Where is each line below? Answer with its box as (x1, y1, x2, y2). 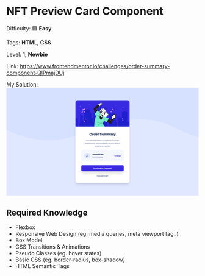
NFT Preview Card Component (6, 4, 164, 18)
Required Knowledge (6, 207, 88, 218)
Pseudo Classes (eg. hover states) (15, 250, 102, 257)
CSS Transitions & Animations (15, 243, 90, 250)
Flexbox (15, 224, 35, 231)
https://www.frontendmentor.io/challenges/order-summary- (20, 62, 170, 69)
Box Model (15, 236, 43, 244)
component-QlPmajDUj (6, 69, 65, 76)
